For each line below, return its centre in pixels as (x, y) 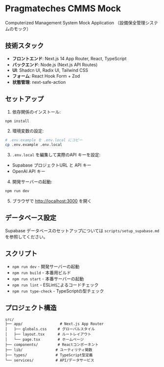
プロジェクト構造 (31, 308)
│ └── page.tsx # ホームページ (45, 339)
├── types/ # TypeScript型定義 (49, 355)
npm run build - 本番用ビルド (42, 272)
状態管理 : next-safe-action (39, 82)
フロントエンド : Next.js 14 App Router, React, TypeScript (69, 58)
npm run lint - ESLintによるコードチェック (55, 285)
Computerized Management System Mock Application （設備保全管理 (75, 23)
